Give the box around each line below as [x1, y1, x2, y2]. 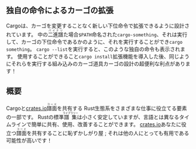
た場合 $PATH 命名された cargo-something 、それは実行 [63, 31, 188, 38]
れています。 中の [6, 31, 49, 38]
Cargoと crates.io [6, 105, 47, 112]
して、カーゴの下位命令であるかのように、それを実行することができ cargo [6, 38, 183, 45]
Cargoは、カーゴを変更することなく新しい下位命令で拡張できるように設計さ [6, 22, 190, 29]
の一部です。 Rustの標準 [6, 113, 64, 120]
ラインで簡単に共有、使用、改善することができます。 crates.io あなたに [11, 120, 181, 127]
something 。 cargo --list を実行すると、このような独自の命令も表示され [6, 46, 180, 53]
